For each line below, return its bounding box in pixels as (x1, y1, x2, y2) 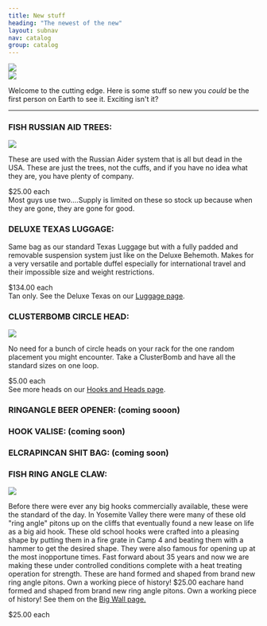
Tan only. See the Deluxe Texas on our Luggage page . (8, 291, 185, 301)
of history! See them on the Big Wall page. (8, 594, 146, 605)
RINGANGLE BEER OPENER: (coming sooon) (8, 404, 180, 415)
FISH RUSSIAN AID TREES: (8, 122, 113, 133)
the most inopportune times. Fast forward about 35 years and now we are (8, 552, 250, 562)
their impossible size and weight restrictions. (8, 267, 155, 277)
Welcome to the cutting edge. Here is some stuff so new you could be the (8, 86, 250, 95)
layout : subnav (8, 26, 59, 34)
